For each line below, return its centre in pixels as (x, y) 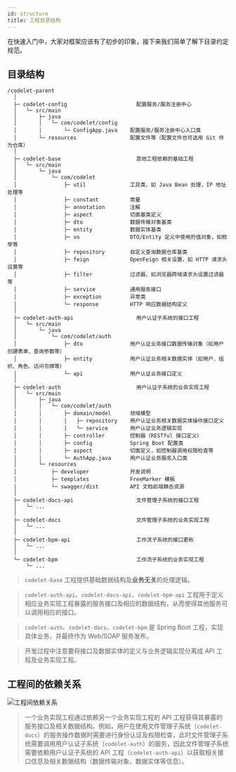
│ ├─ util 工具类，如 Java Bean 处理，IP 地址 (120, 185)
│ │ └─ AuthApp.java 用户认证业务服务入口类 (100, 458)
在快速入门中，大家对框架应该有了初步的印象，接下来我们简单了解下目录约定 (118, 41)
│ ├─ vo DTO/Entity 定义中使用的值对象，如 (118, 237)
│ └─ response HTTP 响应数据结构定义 (101, 304)
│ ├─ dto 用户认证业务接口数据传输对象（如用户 (119, 344)
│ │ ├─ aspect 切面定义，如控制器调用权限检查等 (114, 451)
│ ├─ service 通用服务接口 (87, 290)
